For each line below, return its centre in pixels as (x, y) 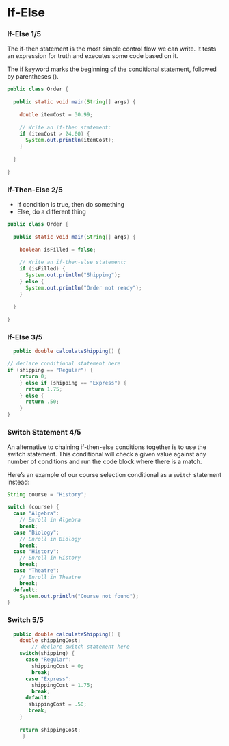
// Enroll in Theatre (50, 577)
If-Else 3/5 (25, 337)
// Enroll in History (50, 558)
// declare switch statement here (81, 647)
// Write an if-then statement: (65, 127)
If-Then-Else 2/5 (35, 190)
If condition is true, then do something (71, 205)
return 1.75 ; (44, 389)
